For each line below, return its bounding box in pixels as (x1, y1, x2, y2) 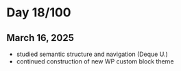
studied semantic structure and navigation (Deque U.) (16, 50, 169, 58)
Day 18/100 (6, 5, 71, 20)
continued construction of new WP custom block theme (16, 57, 174, 66)
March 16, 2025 (6, 32, 75, 44)
